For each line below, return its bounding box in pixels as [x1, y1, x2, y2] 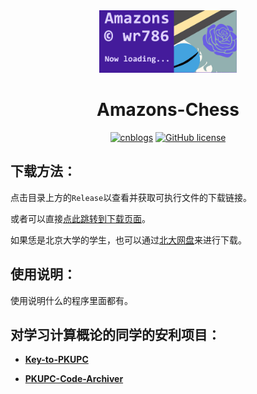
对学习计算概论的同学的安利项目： [10, 326, 221, 343]
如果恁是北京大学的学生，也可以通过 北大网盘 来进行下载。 [10, 234, 247, 246]
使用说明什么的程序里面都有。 [10, 294, 133, 306]
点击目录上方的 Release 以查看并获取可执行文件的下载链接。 [10, 191, 253, 203]
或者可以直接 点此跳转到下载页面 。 [10, 212, 151, 224]
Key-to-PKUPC [24, 354, 89, 366]
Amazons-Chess [96, 99, 240, 121]
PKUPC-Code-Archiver [24, 373, 124, 385]
